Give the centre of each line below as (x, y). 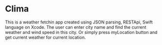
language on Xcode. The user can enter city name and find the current (76, 27)
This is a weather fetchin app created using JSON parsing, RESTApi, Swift (79, 22)
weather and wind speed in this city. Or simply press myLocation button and (81, 32)
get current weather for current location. (45, 37)
